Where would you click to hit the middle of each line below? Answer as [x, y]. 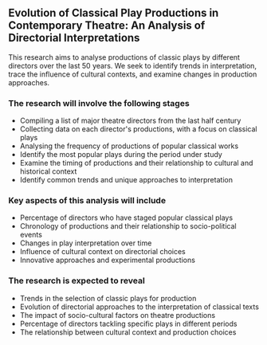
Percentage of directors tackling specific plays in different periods [128, 323]
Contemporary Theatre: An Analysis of [107, 26]
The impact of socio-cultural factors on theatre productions [118, 315]
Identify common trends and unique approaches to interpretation [126, 180]
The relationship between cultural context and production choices [128, 332]
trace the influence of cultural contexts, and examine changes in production [133, 74]
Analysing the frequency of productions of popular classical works [129, 146]
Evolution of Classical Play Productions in [114, 13]
